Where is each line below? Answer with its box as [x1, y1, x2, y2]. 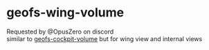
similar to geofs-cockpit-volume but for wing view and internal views [6, 34, 203, 42]
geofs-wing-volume [6, 5, 125, 21]
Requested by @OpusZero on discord [6, 27, 114, 36]
